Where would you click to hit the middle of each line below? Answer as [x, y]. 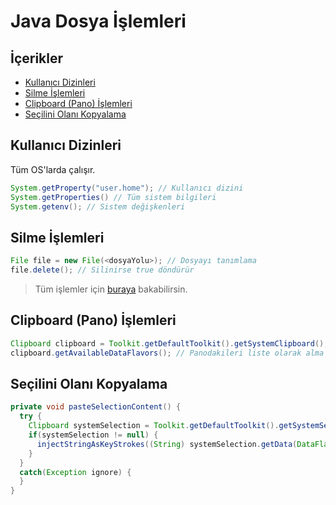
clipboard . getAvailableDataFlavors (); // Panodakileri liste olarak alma [167, 353]
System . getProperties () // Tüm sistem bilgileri [113, 197]
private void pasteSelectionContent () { [96, 407]
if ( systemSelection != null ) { [93, 435]
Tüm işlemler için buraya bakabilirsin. [111, 289]
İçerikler [37, 58]
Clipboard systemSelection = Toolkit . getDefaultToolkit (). [154, 426]
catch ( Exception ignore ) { [75, 472]
